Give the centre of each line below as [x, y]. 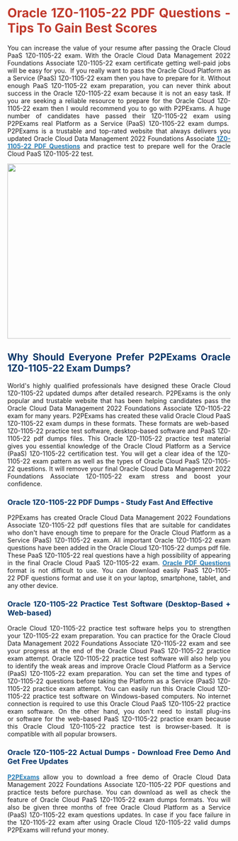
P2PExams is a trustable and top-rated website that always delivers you [119, 131]
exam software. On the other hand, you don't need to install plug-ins [119, 712]
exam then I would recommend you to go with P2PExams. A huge [132, 108]
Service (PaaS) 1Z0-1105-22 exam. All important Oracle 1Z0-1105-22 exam [119, 540]
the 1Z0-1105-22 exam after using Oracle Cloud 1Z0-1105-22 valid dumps [119, 822]
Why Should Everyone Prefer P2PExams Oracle [119, 357]
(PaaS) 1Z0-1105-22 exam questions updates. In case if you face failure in [119, 815]
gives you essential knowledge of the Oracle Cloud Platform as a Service [119, 446]
